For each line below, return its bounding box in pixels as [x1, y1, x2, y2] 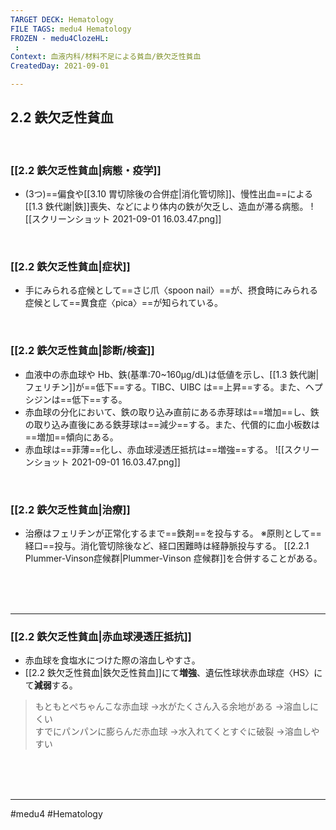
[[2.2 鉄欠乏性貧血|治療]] [10, 502, 131, 516]
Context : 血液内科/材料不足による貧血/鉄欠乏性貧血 [10, 52, 202, 62]
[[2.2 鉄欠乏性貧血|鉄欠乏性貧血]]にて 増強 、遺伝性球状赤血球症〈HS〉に [24, 667, 323, 679]
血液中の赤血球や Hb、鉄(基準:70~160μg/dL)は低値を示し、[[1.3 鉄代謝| [24, 368, 320, 380]
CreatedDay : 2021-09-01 [10, 61, 110, 71]
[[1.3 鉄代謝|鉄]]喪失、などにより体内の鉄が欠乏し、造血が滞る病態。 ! [24, 201, 314, 213]
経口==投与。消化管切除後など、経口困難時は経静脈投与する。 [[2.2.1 [24, 540, 310, 551]
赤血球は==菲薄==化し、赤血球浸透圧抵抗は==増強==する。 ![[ [24, 443, 285, 455]
